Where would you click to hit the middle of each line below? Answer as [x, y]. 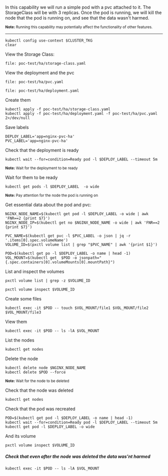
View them [16, 322]
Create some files [23, 299]
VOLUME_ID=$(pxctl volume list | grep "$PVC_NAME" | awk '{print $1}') [81, 245]
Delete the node [22, 359]
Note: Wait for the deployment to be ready [41, 168]
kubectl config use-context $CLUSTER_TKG [49, 41]
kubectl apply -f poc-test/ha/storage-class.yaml [58, 109]
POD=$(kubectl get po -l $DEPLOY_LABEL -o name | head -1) [68, 253]
